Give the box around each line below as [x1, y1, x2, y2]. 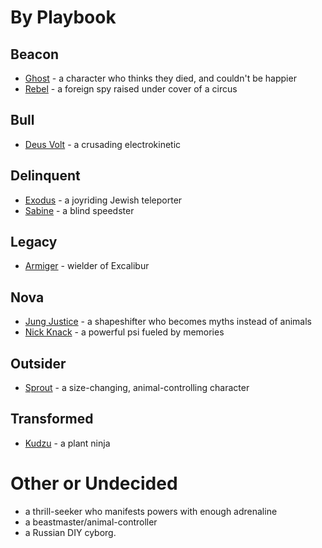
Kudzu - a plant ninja [24, 437, 111, 449]
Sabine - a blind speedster [24, 204, 135, 216]
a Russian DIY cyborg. [24, 526, 117, 538]
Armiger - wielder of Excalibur [24, 260, 150, 272]
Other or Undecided [10, 472, 178, 495]
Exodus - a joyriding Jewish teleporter [24, 194, 183, 206]
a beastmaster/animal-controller [24, 516, 158, 528]
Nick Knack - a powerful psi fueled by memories [24, 326, 225, 338]
